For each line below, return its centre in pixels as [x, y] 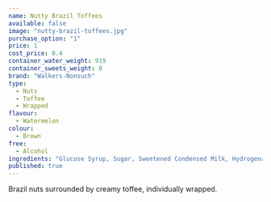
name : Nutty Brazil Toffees [56, 16]
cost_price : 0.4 [35, 53]
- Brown [29, 136]
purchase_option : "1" [45, 38]
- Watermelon [38, 121]
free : [17, 143]
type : [17, 83]
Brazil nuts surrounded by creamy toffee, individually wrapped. [113, 189]
